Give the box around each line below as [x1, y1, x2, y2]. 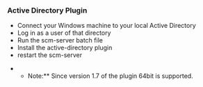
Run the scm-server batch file [17, 36, 103, 45]
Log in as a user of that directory [17, 29, 111, 37]
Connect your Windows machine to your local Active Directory [17, 22, 196, 30]
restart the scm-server [17, 51, 83, 59]
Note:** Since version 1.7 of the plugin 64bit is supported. [27, 72, 193, 80]
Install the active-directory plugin [17, 44, 113, 52]
